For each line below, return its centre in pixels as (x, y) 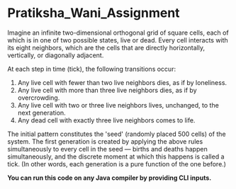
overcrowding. (39, 98)
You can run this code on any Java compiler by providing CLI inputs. (109, 178)
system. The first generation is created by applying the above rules (105, 141)
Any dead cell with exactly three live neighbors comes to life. (106, 120)
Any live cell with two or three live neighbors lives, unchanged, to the (118, 105)
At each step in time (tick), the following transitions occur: (91, 69)
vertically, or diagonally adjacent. (56, 55)
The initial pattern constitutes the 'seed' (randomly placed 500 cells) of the (117, 134)
